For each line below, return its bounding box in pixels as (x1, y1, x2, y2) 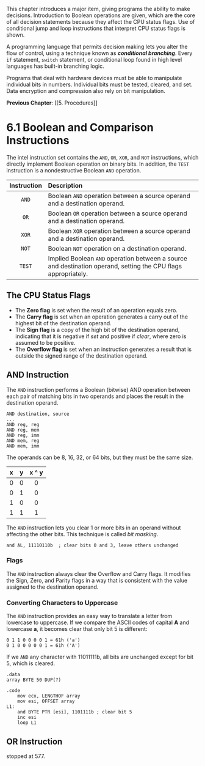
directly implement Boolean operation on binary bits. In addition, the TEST (6, 160, 189, 168)
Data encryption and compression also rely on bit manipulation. (6, 87, 166, 94)
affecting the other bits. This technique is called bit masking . (6, 530, 159, 537)
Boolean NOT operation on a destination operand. (48, 244, 187, 252)
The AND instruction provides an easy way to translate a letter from (6, 613, 173, 620)
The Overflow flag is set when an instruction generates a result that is (15, 345, 192, 353)
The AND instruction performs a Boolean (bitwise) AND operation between (6, 386, 191, 393)
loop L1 (17, 720, 37, 726)
